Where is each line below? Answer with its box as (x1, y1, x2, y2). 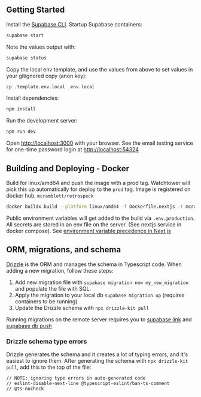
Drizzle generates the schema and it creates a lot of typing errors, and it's (6, 351, 188, 358)
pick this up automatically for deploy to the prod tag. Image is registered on (6, 186, 191, 193)
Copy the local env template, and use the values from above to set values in (6, 65, 193, 73)
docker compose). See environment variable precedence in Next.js (6, 227, 172, 234)
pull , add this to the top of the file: (6, 363, 92, 371)
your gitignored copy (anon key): (6, 72, 87, 79)
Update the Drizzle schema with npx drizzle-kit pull (14, 304, 150, 311)
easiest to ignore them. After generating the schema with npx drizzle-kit (6, 357, 188, 364)
